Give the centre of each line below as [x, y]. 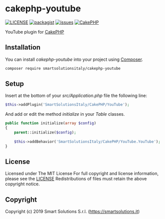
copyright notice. [23, 184]
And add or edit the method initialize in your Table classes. [65, 114]
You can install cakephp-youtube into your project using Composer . [74, 59]
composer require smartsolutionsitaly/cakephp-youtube [63, 68]
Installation [23, 47]
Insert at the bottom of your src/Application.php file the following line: [76, 96]
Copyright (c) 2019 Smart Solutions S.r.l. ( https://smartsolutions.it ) [73, 212]
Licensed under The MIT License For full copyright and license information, [82, 174]
